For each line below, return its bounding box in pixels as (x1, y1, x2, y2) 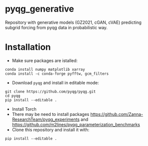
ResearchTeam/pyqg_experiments (12, 116, 80, 122)
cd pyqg (5, 93, 21, 98)
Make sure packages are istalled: (12, 57, 78, 64)
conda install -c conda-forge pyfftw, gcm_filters (5, 71, 109, 76)
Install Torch (12, 106, 37, 112)
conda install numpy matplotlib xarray (5, 67, 85, 72)
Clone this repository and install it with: (12, 127, 90, 132)
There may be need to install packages (12, 111, 90, 117)
